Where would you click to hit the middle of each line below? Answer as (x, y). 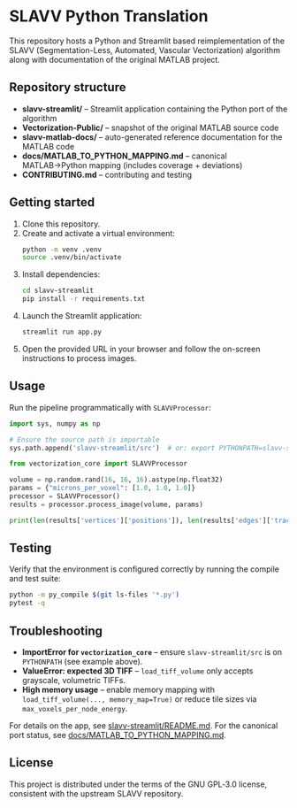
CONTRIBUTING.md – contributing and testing (107, 174)
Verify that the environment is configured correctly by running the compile (145, 569)
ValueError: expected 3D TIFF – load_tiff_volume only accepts (137, 671)
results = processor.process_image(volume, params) (106, 504)
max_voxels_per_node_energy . (75, 708)
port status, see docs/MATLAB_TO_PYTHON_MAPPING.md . (118, 735)
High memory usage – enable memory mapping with (118, 689)
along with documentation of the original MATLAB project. (115, 59)
